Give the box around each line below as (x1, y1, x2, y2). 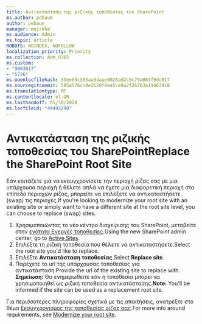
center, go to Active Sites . (15, 234, 80, 242)
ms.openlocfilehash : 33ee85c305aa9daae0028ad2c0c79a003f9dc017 (6, 77, 170, 83)
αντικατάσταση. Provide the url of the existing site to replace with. (15, 267, 181, 274)
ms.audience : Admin (6, 32, 56, 38)
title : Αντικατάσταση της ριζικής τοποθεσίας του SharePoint (6, 9, 165, 15)
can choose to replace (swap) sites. (6, 210, 96, 217)
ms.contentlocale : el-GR (6, 94, 69, 100)
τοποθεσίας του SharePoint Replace (6, 144, 190, 158)
